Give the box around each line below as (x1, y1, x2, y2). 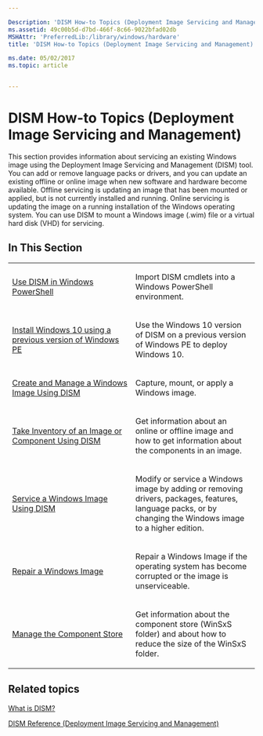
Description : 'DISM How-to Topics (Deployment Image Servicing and (8, 18, 233, 26)
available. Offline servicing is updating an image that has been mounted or (8, 185, 248, 195)
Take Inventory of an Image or (12, 425, 123, 436)
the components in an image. (135, 445, 243, 456)
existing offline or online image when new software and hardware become (8, 177, 247, 186)
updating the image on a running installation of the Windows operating (8, 202, 236, 211)
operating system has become (135, 560, 247, 571)
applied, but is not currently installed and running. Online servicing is (8, 193, 230, 202)
